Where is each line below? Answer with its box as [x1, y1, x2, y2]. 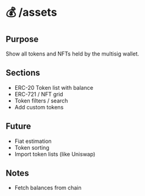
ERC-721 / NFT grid [14, 90, 63, 98]
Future [5, 121, 32, 132]
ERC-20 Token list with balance [14, 84, 94, 91]
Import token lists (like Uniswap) [14, 150, 96, 158]
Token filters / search [14, 96, 68, 104]
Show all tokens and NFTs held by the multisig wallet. [5, 50, 140, 57]
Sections [5, 68, 40, 78]
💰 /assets [5, 5, 57, 20]
